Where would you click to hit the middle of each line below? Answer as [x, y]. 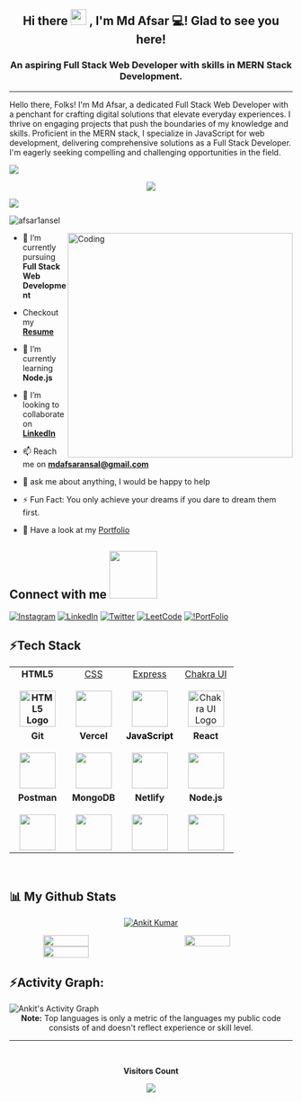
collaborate [43, 413]
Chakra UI [206, 674]
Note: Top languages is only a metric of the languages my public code [151, 1018]
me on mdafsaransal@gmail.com [85, 464]
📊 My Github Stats [63, 897]
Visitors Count [151, 1071]
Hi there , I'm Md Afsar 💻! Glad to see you [151, 21]
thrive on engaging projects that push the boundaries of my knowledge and [149, 123]
